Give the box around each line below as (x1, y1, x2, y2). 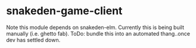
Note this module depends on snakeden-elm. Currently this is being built (6, 24, 185, 31)
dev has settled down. (6, 36, 61, 43)
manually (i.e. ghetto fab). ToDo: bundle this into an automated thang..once (6, 30, 191, 37)
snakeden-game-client (6, 4, 123, 18)
